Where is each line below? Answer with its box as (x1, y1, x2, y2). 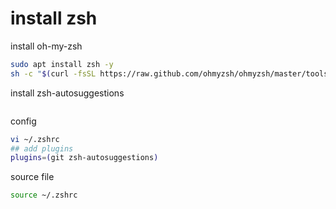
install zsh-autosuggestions (10, 87, 125, 99)
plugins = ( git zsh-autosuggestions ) (10, 153, 159, 163)
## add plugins (10, 143, 74, 154)
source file (10, 171, 55, 183)
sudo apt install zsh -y (10, 59, 114, 69)
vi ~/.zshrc (10, 134, 60, 144)
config (10, 115, 37, 127)
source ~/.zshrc (10, 190, 78, 201)
